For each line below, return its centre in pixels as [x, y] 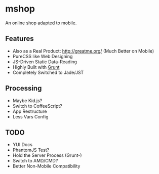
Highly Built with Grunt [36, 67]
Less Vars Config [31, 116]
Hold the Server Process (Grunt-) [47, 155]
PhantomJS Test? [31, 150]
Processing [24, 88]
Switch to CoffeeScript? [37, 106]
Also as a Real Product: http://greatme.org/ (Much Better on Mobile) [83, 51]
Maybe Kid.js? [27, 100]
